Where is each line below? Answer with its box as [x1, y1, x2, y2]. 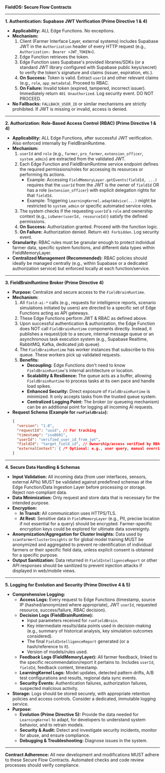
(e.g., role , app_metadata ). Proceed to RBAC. [19, 80, 110, 86]
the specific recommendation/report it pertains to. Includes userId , [19, 659, 155, 665]
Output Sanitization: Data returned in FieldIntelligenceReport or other [12, 557, 158, 563]
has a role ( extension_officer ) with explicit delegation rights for [27, 187, 156, 193]
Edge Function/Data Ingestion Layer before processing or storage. [12, 484, 146, 490]
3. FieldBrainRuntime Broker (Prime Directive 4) [5, 280, 104, 286]
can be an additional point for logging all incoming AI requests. [27, 404, 154, 410]
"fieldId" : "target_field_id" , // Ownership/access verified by [17, 442, 151, 447]
